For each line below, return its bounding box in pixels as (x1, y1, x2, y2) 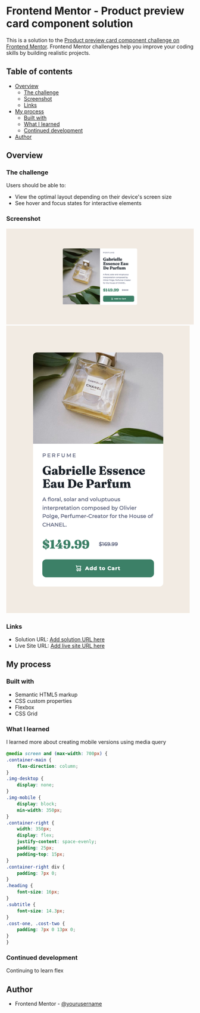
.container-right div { (6, 864, 65, 870)
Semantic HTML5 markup (14, 691, 78, 698)
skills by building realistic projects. (6, 49, 90, 56)
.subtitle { (6, 901, 36, 907)
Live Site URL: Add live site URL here (14, 642, 105, 649)
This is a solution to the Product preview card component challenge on (6, 36, 180, 44)
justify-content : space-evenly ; (17, 839, 97, 845)
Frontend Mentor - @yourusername (14, 1000, 102, 1008)
